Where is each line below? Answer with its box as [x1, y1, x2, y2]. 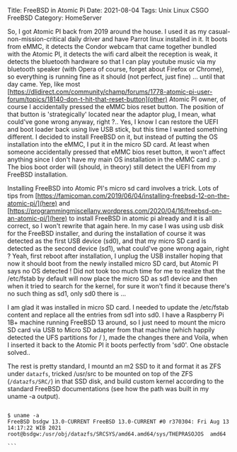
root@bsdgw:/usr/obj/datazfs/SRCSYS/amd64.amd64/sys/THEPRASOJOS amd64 [7, 431, 226, 438]
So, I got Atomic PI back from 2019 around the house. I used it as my [7, 28, 207, 35]
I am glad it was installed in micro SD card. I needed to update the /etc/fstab [7, 303, 229, 311]
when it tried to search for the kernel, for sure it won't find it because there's [7, 282, 230, 290]
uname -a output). [7, 392, 60, 400]
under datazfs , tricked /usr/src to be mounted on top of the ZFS [7, 370, 193, 378]
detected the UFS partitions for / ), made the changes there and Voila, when [7, 333, 229, 341]
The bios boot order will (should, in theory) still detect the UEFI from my [7, 163, 216, 171]
